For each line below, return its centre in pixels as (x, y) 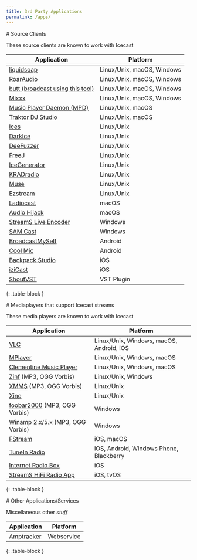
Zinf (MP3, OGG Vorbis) (42, 376)
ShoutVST (23, 279)
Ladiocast (23, 203)
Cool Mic (21, 250)
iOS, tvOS (108, 474)
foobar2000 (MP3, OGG (43, 405)
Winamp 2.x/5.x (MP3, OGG (47, 422)
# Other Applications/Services (43, 500)
